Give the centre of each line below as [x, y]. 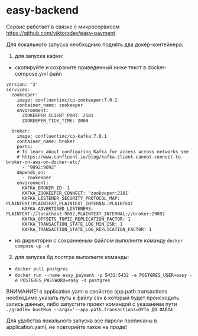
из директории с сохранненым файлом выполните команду [90, 240]
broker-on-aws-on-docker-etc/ [43, 162]
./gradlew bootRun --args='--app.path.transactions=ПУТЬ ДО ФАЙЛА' [91, 309]
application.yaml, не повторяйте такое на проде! [66, 327]
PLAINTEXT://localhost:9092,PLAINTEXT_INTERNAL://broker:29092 [86, 214]
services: [18, 89]
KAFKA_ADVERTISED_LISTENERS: [58, 209]
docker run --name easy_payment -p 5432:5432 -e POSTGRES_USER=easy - [103, 275]
